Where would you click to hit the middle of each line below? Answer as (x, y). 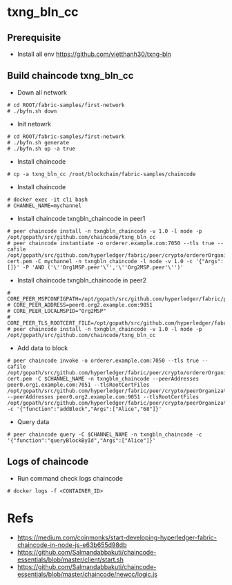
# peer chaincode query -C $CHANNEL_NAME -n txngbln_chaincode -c (105, 434)
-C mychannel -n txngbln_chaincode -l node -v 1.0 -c (114, 261)
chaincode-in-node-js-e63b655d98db (72, 545)
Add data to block (42, 348)
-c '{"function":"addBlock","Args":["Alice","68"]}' (85, 409)
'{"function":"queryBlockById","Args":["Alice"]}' (81, 440)
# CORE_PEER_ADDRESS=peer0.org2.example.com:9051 (80, 305)
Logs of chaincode (48, 462)
